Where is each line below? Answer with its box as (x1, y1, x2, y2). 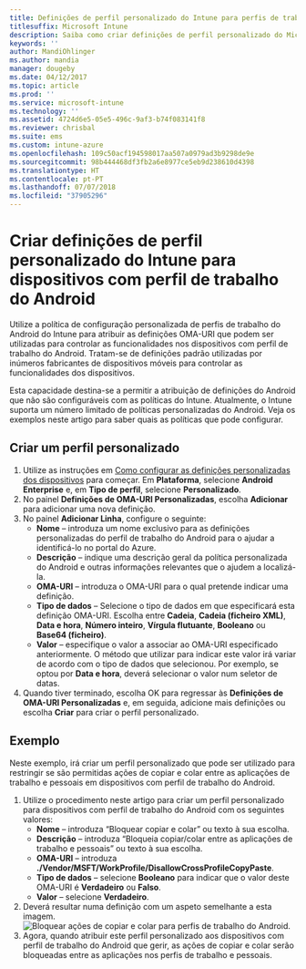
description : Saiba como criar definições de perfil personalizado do (9, 30, 283, 39)
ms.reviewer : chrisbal (9, 124, 96, 133)
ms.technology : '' (9, 107, 79, 116)
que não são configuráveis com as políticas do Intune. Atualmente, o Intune (9, 394, 292, 406)
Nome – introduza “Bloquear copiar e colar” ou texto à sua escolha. (36, 823, 290, 834)
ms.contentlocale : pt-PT (9, 174, 104, 183)
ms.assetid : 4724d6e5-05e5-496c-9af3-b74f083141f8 (9, 115, 206, 124)
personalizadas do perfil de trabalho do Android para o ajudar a (36, 532, 275, 543)
